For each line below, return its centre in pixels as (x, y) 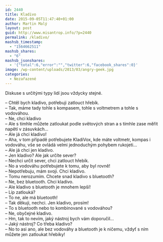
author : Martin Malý (26, 24)
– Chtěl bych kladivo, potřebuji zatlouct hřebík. (52, 103)
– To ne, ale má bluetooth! (31, 197)
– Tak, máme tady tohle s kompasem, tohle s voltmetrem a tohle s (72, 108)
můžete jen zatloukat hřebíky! (35, 234)
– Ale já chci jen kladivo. (30, 150)
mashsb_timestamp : (24, 42)
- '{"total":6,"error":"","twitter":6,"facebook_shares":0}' (74, 65)
